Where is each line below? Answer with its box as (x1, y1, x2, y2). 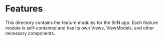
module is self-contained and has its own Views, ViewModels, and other (5, 24, 154, 30)
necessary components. (5, 30, 55, 36)
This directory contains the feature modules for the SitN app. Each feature (5, 19, 158, 25)
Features (5, 3, 43, 14)
